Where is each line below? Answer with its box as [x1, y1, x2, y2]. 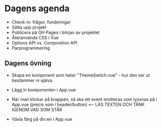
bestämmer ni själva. [11, 77, 54, 83]
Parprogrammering [11, 45, 50, 51]
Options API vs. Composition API [11, 40, 78, 45]
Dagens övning [4, 59, 52, 67]
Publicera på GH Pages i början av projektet [11, 29, 100, 35]
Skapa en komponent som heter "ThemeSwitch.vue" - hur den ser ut [11, 72, 150, 78]
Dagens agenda [4, 3, 70, 14]
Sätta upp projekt [11, 24, 47, 30]
